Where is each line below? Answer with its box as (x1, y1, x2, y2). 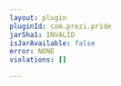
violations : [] (9, 55, 67, 64)
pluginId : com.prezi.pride (9, 22, 112, 31)
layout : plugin (9, 13, 67, 23)
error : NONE (9, 47, 55, 56)
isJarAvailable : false (9, 38, 96, 48)
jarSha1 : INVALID (9, 30, 76, 39)
